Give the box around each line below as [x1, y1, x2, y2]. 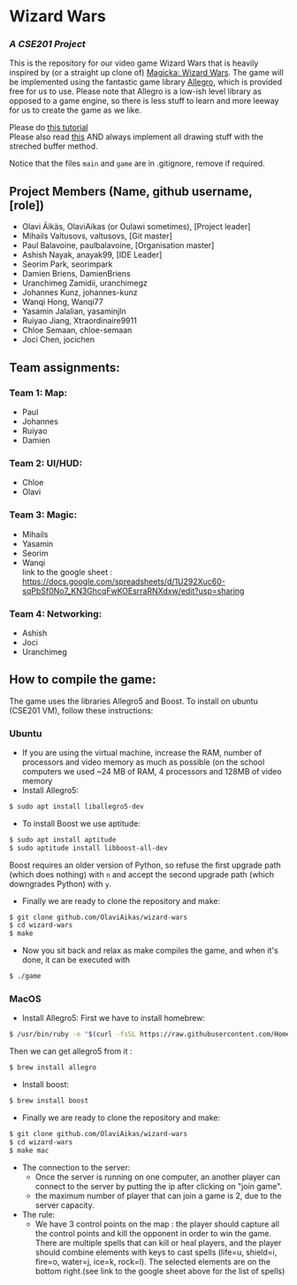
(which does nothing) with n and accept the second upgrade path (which [9, 868, 275, 879]
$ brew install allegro [9, 1063, 97, 1072]
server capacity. [34, 1199, 95, 1211]
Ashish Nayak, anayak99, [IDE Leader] [21, 250, 163, 261]
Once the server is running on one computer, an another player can [34, 1172, 281, 1182]
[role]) [9, 198, 44, 213]
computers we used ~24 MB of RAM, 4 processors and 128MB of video [21, 766, 282, 776]
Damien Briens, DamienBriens [21, 269, 131, 279]
